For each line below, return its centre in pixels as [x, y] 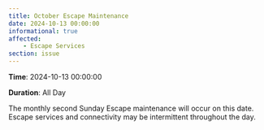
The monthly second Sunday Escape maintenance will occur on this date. [131, 108]
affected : [25, 39]
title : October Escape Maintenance [69, 16]
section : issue [34, 54]
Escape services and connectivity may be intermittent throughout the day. [132, 117]
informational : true [43, 31]
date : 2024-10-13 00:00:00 [54, 24]
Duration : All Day [37, 93]
